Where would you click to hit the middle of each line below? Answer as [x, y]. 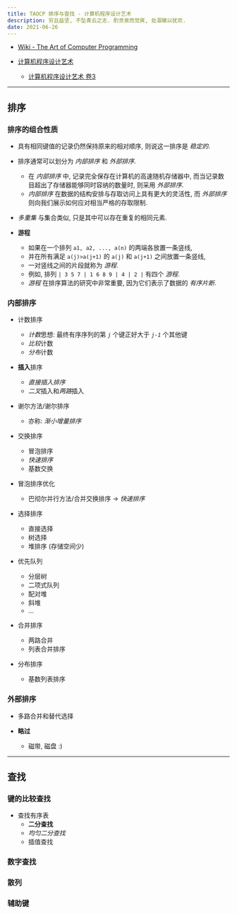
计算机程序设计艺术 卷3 [62, 77]
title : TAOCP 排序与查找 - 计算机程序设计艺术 [69, 14]
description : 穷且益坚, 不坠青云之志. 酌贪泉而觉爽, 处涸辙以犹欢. [97, 20]
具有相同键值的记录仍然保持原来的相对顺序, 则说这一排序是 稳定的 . [114, 146]
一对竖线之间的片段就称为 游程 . [73, 265]
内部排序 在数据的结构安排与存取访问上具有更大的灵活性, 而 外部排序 [127, 194]
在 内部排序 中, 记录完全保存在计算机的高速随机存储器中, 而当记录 [123, 176]
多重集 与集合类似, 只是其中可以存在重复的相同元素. [92, 218]
